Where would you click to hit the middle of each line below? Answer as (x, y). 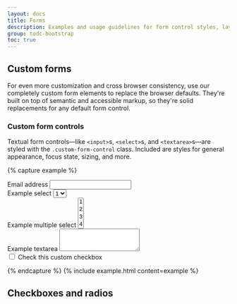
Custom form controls (46, 126)
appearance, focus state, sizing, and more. (69, 157)
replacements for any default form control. (69, 108)
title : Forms (26, 20)
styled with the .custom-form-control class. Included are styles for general (116, 150)
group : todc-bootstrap (41, 34)
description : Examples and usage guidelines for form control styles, (113, 27)
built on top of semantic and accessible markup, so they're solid (101, 100)
